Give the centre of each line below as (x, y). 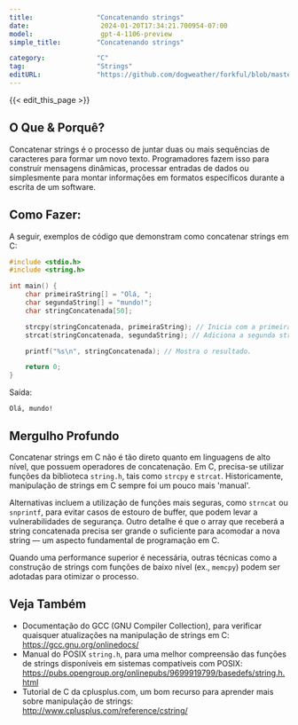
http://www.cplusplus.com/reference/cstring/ (105, 710)
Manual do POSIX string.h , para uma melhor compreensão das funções (154, 654)
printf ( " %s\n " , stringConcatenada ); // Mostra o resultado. (138, 351)
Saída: (21, 392)
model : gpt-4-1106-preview (91, 34)
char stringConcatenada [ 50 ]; (79, 311)
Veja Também (48, 604)
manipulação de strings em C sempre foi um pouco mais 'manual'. (130, 485)
